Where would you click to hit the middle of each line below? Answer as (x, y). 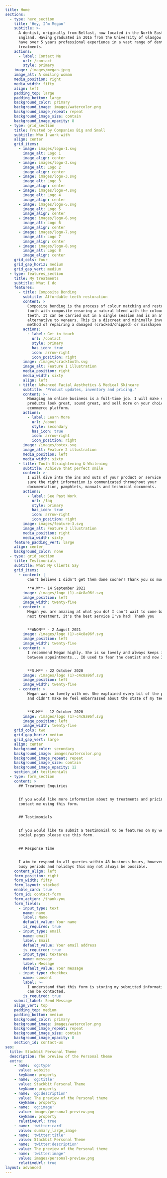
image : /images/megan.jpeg (42, 70)
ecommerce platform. (48, 408)
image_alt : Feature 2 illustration (60, 450)
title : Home (17, 10)
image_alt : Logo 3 (42, 181)
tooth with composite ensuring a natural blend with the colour (95, 311)
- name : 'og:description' (41, 1093)
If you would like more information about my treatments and (83, 799)
